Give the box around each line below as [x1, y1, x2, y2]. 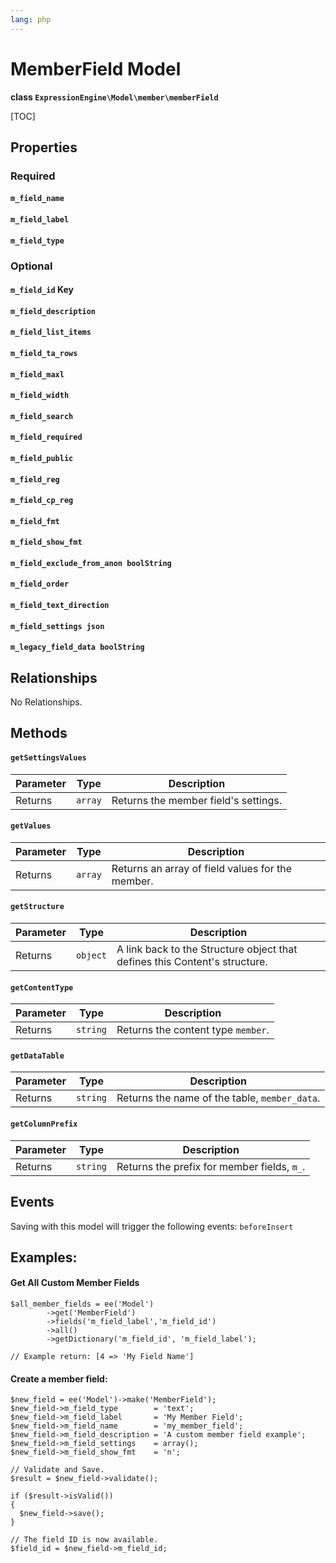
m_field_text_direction [10, 601, 110, 611]
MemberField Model [10, 57, 182, 80]
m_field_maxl [10, 369, 65, 380]
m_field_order [10, 579, 70, 590]
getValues [10, 821, 52, 831]
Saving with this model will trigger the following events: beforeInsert [10, 1220, 294, 1232]
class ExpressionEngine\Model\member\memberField [10, 91, 219, 103]
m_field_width [10, 391, 70, 401]
